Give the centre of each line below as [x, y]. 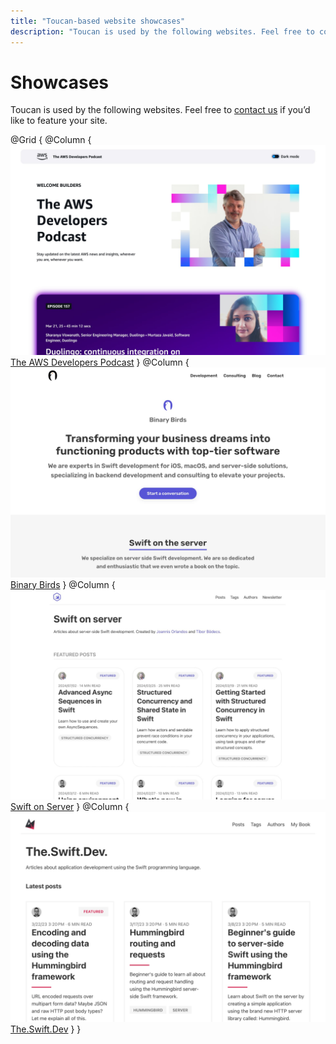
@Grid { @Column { [51, 140]
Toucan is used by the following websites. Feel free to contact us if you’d [160, 110]
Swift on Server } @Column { [70, 807]
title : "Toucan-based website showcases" [98, 21]
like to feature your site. [59, 121]
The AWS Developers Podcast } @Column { [100, 362]
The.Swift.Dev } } [46, 1029]
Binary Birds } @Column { [63, 584]
